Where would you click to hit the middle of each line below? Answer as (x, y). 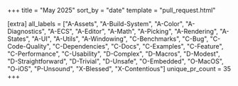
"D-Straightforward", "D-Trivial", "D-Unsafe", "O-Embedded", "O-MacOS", (115, 61)
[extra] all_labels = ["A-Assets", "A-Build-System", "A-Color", (96, 24)
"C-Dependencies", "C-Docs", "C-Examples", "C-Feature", (138, 46)
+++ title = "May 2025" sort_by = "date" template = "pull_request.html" (112, 10)
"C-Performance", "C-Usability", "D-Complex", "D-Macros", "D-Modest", (114, 54)
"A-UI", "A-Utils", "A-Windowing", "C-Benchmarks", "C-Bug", (120, 39)
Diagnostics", (27, 31)
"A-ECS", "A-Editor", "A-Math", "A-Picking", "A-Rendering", (133, 31)
